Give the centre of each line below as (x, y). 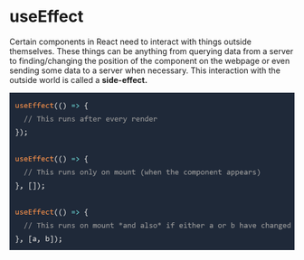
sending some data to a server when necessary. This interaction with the (145, 70)
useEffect (47, 17)
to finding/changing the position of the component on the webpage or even (150, 60)
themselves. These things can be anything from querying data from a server (152, 51)
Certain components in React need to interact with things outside (130, 42)
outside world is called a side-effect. (78, 79)
